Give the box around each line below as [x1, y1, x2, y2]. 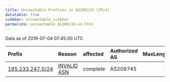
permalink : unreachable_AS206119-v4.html [5, 21, 94, 27]
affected [82, 51, 104, 58]
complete [82, 65, 105, 72]
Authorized [110, 48, 138, 55]
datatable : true [5, 12, 39, 17]
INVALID [58, 62, 78, 69]
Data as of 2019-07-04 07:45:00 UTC [5, 35, 83, 42]
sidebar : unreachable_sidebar [5, 17, 69, 22]
